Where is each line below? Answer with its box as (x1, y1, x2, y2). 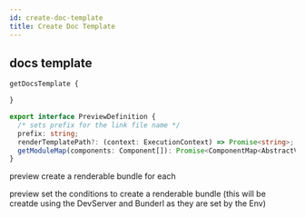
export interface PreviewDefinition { (9, 113, 156, 122)
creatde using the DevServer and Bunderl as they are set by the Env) (9, 198, 266, 209)
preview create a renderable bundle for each (9, 171, 176, 182)
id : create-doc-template (9, 13, 103, 23)
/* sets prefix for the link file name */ (17, 120, 181, 130)
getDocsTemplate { (9, 79, 79, 89)
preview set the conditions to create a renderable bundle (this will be (9, 188, 266, 200)
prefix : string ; (17, 129, 79, 138)
